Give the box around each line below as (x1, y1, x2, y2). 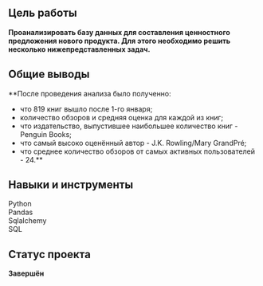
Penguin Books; (19, 129, 72, 139)
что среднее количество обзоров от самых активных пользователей (19, 147, 255, 156)
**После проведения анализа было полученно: (8, 88, 171, 98)
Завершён (8, 268, 45, 278)
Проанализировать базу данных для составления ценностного (8, 27, 230, 37)
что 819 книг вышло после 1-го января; (19, 104, 153, 114)
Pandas (8, 207, 33, 217)
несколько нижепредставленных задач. (8, 44, 151, 54)
